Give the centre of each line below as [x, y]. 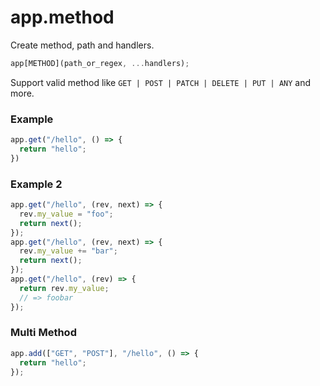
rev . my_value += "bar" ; [68, 251]
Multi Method [43, 333]
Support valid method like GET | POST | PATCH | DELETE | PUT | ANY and [161, 82]
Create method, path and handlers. [82, 45]
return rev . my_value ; [64, 288]
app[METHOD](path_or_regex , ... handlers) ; [100, 63]
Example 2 [36, 184]
